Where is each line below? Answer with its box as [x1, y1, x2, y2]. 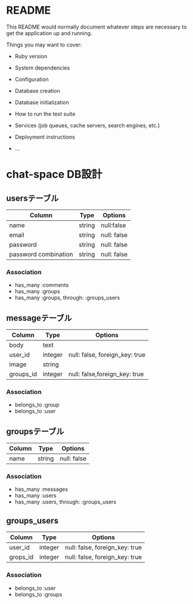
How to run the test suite [14, 110, 76, 117]
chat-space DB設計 [6, 168, 102, 181]
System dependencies [14, 64, 70, 71]
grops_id [9, 553, 34, 561]
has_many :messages [14, 486, 69, 493]
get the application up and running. [6, 29, 92, 36]
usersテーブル [6, 193, 59, 203]
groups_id [9, 370, 38, 378]
